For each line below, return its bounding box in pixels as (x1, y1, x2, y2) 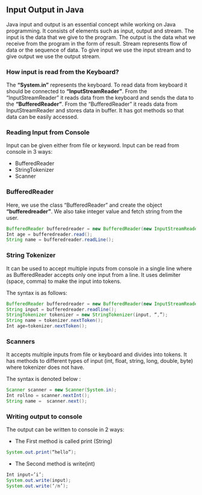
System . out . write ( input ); (6, 477, 71, 483)
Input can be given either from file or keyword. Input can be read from (6, 142, 179, 149)
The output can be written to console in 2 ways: (6, 426, 124, 433)
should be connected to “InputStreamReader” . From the (6, 88, 147, 95)
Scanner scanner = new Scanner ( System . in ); (6, 387, 117, 393)
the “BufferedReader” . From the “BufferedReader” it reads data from (6, 100, 178, 108)
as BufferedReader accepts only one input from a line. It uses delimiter (6, 271, 181, 278)
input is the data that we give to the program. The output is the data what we (6, 33, 196, 41)
